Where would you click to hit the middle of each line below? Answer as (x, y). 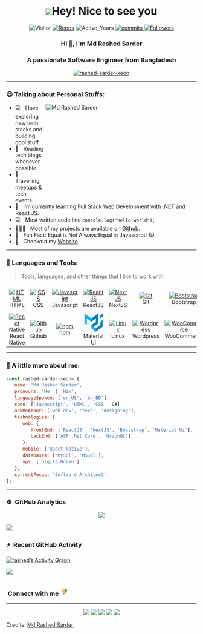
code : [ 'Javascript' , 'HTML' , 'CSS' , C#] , (68, 405)
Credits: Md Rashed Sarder (40, 625)
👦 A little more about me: (43, 366)
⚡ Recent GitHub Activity (44, 544)
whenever (27, 162)
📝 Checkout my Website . (47, 242)
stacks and (29, 130)
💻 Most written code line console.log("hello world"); (85, 220)
